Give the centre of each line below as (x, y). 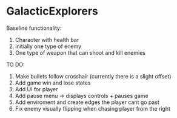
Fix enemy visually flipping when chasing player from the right (93, 108)
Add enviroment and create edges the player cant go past (87, 102)
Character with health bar (47, 40)
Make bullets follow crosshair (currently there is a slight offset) (93, 76)
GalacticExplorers (52, 11)
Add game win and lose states (53, 83)
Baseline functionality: (34, 28)
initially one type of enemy (48, 46)
